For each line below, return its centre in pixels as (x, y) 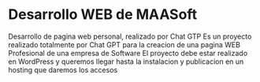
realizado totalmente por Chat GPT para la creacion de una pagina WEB (124, 44)
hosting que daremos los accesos (63, 69)
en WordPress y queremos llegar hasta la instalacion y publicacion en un (126, 61)
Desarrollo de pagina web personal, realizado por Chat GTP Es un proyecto (130, 36)
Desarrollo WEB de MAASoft (103, 15)
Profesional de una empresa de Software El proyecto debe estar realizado (128, 53)
